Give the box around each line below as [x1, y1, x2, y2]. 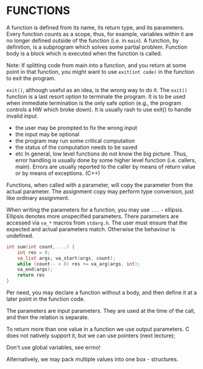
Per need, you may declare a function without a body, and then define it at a [6, 289, 197, 296]
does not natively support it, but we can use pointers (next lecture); [6, 332, 176, 339]
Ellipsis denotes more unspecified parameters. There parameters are [6, 212, 179, 220]
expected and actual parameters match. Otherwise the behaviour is [6, 225, 176, 232]
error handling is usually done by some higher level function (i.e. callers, [15, 156, 197, 163]
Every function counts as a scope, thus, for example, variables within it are [6, 30, 194, 37]
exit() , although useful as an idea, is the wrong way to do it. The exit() [6, 86, 188, 93]
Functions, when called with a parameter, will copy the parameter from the [6, 181, 193, 188]
